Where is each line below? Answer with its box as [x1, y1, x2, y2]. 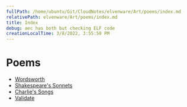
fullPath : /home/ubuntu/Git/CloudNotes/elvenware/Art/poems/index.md [6, 8, 182, 15]
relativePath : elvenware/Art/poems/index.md [6, 14, 118, 20]
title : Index [6, 20, 38, 25]
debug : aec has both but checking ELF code [6, 25, 115, 31]
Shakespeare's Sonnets [14, 82, 73, 89]
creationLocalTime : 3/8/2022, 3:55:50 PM [6, 31, 110, 37]
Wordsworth [14, 76, 46, 83]
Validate [14, 95, 35, 102]
